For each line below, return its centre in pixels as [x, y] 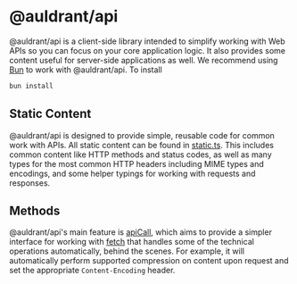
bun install [31, 86]
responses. [30, 183]
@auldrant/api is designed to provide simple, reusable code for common [142, 135]
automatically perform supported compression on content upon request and [149, 261]
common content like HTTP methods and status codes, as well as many [140, 155]
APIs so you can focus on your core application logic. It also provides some [148, 50]
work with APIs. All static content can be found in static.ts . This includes [142, 145]
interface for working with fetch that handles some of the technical [132, 242]
